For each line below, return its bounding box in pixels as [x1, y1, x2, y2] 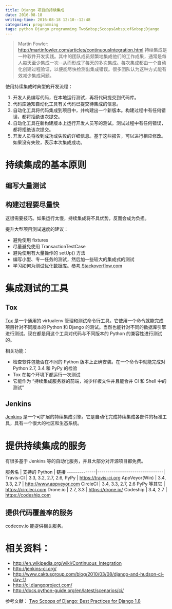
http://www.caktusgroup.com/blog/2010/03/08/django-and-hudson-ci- [12, 571, 164, 577]
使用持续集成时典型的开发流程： [5, 83, 73, 90]
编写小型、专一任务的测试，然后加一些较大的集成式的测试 [12, 256, 135, 262]
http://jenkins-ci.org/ [12, 566, 57, 572]
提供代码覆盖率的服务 [5, 508, 73, 517]
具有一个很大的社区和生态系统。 [14, 420, 82, 427]
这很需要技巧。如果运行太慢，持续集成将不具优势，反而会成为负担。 [5, 215, 149, 221]
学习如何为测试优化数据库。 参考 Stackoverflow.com [12, 263, 122, 269]
